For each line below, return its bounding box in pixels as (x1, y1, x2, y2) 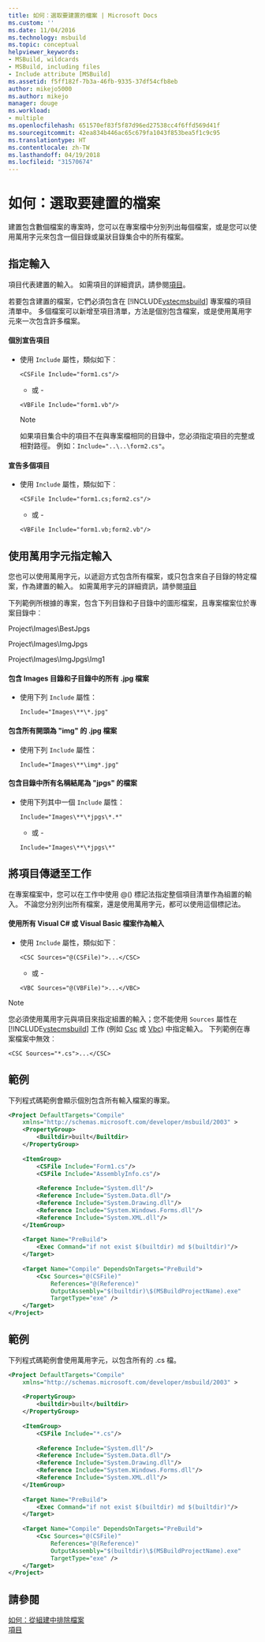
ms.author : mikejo (8, 92, 69, 100)
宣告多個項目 (8, 461, 50, 470)
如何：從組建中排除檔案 (8, 1615, 84, 1625)
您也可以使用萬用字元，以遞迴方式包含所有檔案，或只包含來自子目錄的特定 (8, 572, 250, 581)
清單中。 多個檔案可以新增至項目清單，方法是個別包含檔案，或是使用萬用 (8, 306, 245, 315)
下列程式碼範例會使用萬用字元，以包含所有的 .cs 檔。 (8, 1355, 181, 1364)
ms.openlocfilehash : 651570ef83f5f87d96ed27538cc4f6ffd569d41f (8, 121, 221, 129)
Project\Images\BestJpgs (8, 624, 91, 633)
